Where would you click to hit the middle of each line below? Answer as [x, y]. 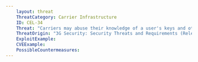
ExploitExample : [36, 39]
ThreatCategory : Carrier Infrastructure [66, 17]
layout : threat [35, 12]
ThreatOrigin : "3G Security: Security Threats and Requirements [97, 34]
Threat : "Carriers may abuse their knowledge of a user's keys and [101, 28]
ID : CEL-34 [30, 22]
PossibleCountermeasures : [48, 50]
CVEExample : [31, 45]
